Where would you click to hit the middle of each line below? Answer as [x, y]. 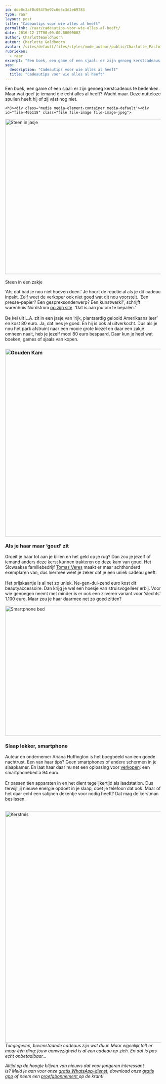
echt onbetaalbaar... [26, 1056]
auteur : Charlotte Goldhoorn [35, 42]
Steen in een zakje [24, 282]
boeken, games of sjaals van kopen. [42, 339]
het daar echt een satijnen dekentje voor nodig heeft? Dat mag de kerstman [82, 794]
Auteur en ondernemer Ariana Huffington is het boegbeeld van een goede [80, 757]
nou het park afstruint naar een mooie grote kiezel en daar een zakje [75, 329]
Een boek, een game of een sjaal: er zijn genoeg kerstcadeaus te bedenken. [83, 88]
